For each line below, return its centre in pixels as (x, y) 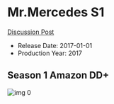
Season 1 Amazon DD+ (58, 75)
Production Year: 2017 (50, 53)
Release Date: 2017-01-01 (55, 45)
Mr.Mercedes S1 (56, 12)
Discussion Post (31, 32)
